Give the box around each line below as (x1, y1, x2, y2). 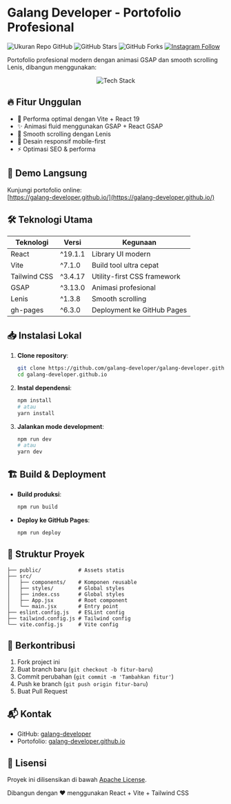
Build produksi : (17, 490, 62, 498)
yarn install (17, 410, 55, 416)
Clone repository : (17, 352, 69, 360)
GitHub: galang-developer (17, 730, 92, 738)
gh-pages (10, 305, 44, 315)
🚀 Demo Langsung (7, 168, 88, 179)
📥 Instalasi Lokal (7, 330, 82, 341)
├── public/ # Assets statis (7, 567, 125, 574)
